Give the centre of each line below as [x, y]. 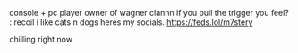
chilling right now [41, 39]
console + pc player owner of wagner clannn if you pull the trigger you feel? [149, 13]
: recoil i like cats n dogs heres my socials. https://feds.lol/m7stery [131, 22]
